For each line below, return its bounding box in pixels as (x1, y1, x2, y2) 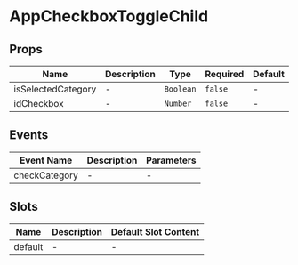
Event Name (19, 154, 73, 166)
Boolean (164, 84, 197, 94)
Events (9, 127, 49, 143)
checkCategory (13, 169, 78, 181)
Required (204, 68, 245, 80)
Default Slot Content (110, 225, 200, 237)
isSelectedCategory (13, 83, 97, 95)
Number (164, 99, 192, 108)
